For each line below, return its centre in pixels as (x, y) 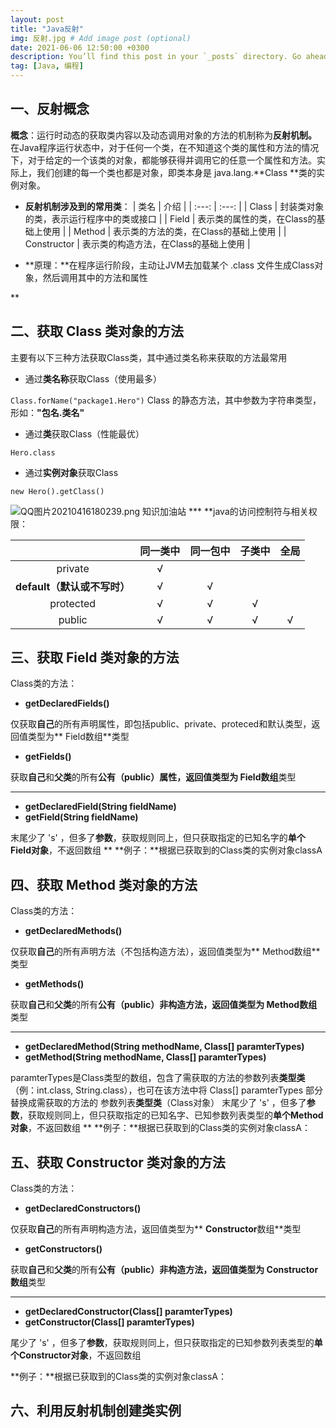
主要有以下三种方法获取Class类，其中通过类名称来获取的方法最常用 (149, 357)
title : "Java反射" (47, 29)
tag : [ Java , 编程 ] (47, 66)
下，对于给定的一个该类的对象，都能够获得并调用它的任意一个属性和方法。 (163, 160)
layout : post (37, 19)
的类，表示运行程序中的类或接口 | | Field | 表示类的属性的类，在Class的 (170, 218)
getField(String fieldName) (81, 817)
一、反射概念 (50, 109)
